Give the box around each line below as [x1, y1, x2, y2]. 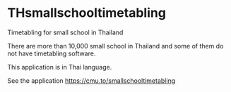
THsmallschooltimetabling [7, 5, 166, 21]
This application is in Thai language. [7, 63, 112, 71]
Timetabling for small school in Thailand [7, 28, 124, 37]
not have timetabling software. [7, 49, 96, 58]
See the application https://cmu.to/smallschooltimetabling [7, 76, 176, 85]
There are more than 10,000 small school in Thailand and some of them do [7, 41, 224, 50]
